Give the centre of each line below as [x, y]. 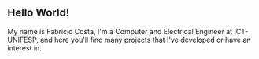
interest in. [25, 48]
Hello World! [39, 13]
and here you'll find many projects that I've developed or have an [145, 40]
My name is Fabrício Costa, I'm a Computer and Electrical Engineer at [120, 31]
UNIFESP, [23, 40]
